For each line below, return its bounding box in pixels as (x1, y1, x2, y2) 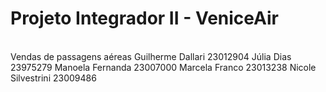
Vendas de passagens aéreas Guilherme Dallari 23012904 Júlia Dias (10, 50, 292, 62)
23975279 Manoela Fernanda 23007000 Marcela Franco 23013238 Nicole (10, 61, 317, 73)
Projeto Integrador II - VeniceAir (10, 7, 280, 30)
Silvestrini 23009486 (10, 72, 97, 84)
